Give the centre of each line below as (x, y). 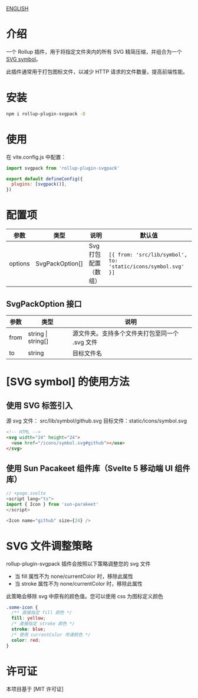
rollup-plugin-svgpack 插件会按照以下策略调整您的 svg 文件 (78, 563)
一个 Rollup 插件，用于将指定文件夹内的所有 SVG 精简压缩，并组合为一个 (94, 51)
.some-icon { (22, 607)
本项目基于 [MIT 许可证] (35, 689)
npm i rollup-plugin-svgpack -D (46, 114)
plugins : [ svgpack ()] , (39, 184)
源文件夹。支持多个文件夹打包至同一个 (126, 333)
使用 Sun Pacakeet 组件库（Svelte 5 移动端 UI (90, 468)
